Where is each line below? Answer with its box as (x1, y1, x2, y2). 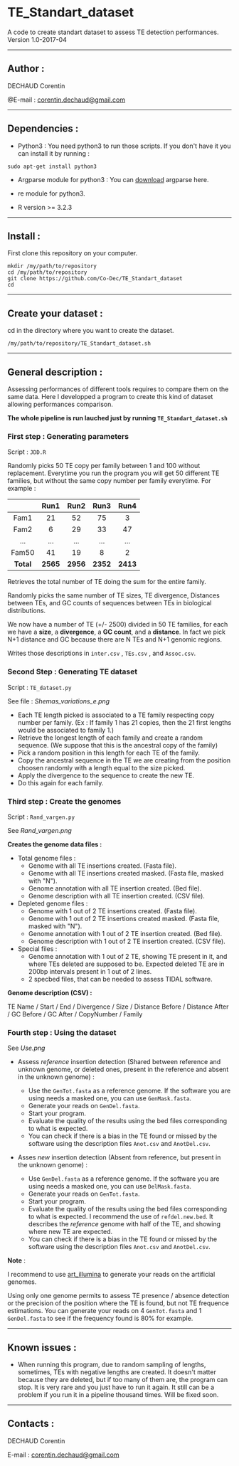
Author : (7, 63, 45, 75)
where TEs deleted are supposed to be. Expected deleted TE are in (28, 960, 225, 968)
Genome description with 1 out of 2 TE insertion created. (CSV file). (28, 937, 225, 945)
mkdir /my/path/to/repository (7, 262, 97, 270)
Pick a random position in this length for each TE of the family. (17, 748, 201, 757)
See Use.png (7, 1043, 46, 1053)
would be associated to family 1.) (17, 726, 114, 734)
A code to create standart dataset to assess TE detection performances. (7, 28, 219, 36)
